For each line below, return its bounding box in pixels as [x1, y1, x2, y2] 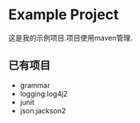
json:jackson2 [19, 105, 66, 115]
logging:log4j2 [19, 89, 68, 98]
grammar [19, 80, 50, 89]
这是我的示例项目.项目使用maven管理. [8, 33, 134, 42]
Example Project [8, 6, 119, 24]
